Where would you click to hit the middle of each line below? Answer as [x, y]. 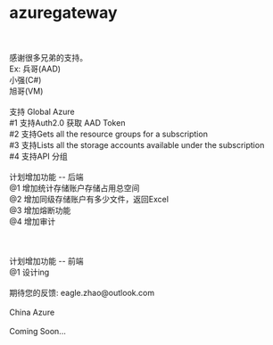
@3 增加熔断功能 [40, 210]
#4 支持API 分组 [39, 156]
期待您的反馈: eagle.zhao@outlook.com [82, 292]
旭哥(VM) [26, 91]
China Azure [32, 312]
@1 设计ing [29, 272]
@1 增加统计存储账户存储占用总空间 [74, 188]
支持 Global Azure [42, 111]
